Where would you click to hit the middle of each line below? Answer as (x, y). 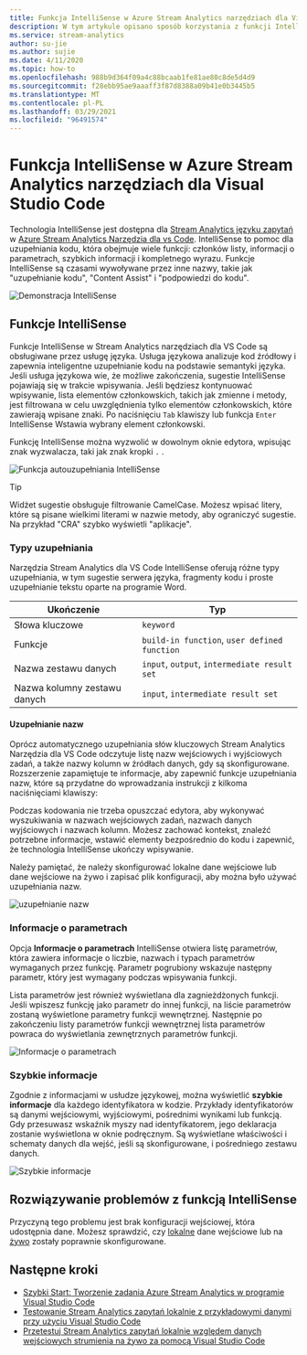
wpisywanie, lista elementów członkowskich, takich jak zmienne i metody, (148, 395)
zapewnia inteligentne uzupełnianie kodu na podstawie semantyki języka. (148, 366)
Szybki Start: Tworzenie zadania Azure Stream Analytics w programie (153, 1292)
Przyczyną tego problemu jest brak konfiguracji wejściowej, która (132, 1222)
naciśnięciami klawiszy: (54, 793)
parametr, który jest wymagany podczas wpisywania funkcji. (123, 977)
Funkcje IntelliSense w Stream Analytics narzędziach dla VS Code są (138, 346)
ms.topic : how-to (42, 69)
